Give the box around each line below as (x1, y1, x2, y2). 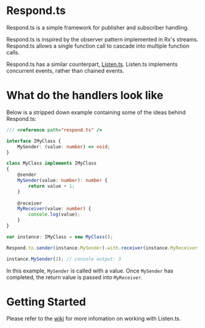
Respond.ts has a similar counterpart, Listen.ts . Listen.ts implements (6, 60, 178, 68)
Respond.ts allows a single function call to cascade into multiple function (6, 42, 190, 49)
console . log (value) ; (28, 211, 81, 217)
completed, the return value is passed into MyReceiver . (6, 273, 143, 281)
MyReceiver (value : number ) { (17, 206, 92, 212)
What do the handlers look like (6, 89, 164, 103)
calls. (6, 48, 20, 56)
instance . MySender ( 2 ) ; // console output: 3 (6, 256, 121, 262)
